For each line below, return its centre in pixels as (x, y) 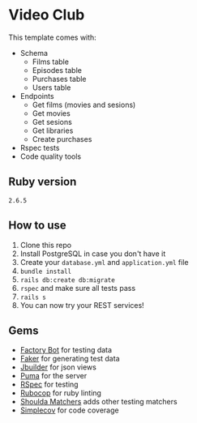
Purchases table (59, 79)
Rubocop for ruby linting (60, 393)
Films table (50, 62)
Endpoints (37, 96)
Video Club (47, 15)
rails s (33, 297)
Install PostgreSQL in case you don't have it (93, 254)
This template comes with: (53, 37)
